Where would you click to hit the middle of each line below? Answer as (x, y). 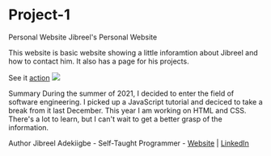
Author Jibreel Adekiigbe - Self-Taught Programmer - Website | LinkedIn (129, 143)
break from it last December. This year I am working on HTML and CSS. (127, 110)
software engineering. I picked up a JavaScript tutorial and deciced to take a (135, 101)
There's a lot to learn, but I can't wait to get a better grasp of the (115, 119)
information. (29, 127)
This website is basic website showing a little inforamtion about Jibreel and (133, 52)
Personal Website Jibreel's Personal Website (83, 37)
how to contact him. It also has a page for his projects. (99, 61)
